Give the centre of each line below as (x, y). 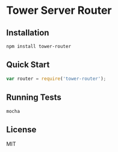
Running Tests (34, 98)
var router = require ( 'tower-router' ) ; (56, 79)
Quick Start (28, 65)
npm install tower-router (39, 46)
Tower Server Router (59, 11)
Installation (28, 33)
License (21, 129)
